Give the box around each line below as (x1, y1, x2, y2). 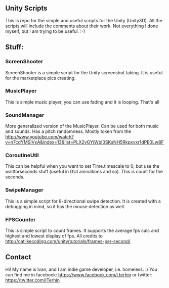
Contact (5, 253, 31, 262)
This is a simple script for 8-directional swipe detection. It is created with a (5, 198, 161, 204)
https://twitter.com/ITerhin (5, 277, 60, 283)
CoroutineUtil (5, 152, 39, 159)
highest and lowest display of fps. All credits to (5, 232, 103, 239)
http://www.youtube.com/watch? (5, 134, 74, 140)
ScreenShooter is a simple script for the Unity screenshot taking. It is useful (5, 69, 163, 75)
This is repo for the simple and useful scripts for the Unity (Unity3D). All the (5, 17, 163, 23)
